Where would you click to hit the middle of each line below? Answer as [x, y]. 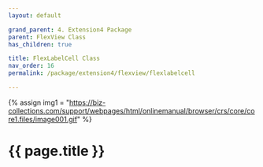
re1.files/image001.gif [43, 119]
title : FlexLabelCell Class [54, 59]
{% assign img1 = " [39, 102]
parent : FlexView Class [47, 37]
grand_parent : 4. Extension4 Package [70, 30]
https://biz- [88, 102]
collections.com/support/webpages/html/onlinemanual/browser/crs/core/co [131, 110]
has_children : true [40, 44]
